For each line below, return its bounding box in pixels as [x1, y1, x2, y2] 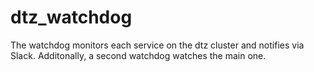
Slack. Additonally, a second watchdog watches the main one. [10, 49, 267, 61]
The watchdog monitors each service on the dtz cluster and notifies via [10, 39, 305, 51]
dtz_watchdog [10, 6, 133, 29]
